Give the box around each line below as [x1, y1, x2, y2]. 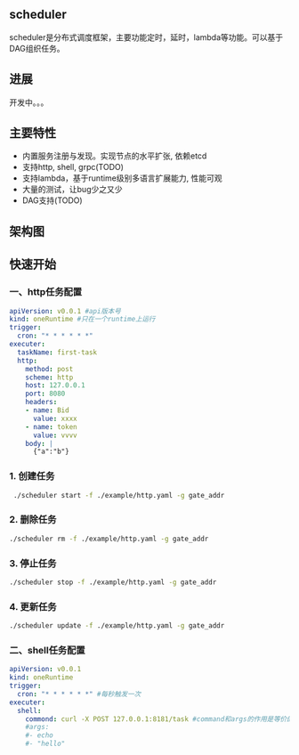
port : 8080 [25, 389, 66, 399]
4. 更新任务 [9, 600, 57, 613]
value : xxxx [32, 414, 77, 423]
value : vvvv [32, 431, 77, 440]
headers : [25, 398, 58, 407]
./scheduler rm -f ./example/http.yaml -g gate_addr [9, 534, 209, 543]
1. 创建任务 [9, 470, 55, 483]
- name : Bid [25, 406, 69, 415]
